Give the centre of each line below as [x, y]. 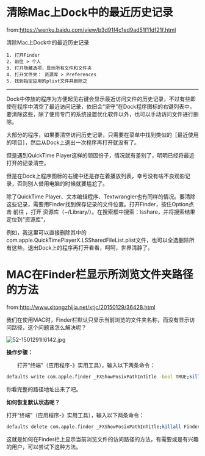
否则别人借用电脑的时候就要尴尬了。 [62, 183]
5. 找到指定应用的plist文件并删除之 [47, 81]
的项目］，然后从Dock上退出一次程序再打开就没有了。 [73, 142]
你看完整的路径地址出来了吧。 [44, 389]
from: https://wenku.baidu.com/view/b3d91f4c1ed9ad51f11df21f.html [91, 30]
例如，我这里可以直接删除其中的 [46, 232]
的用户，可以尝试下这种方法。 [44, 447]
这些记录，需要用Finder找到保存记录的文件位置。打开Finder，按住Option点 [100, 204]
